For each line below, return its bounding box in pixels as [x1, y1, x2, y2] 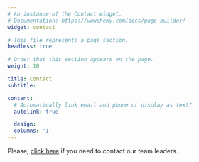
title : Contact [7, 75, 53, 82]
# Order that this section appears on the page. [7, 56, 154, 63]
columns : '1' [14, 127, 53, 135]
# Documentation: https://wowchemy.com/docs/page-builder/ [7, 17, 186, 24]
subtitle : [7, 82, 37, 89]
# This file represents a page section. [7, 36, 129, 43]
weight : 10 [7, 63, 40, 70]
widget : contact [7, 23, 55, 31]
